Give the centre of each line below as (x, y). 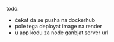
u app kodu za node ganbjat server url (61, 33)
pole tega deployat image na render (58, 26)
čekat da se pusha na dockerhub (55, 20)
